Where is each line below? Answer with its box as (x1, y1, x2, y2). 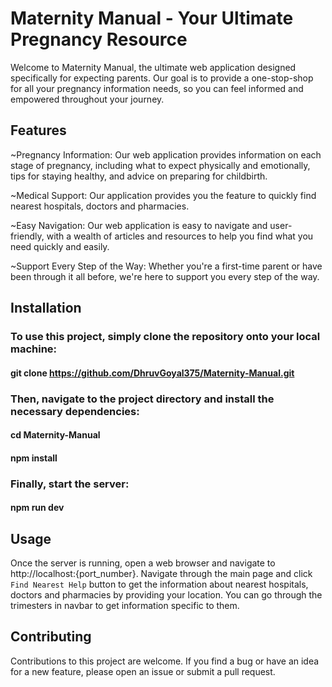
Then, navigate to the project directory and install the (10, 392, 275, 406)
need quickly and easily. (10, 240, 110, 252)
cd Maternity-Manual (10, 429, 101, 441)
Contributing (10, 628, 92, 646)
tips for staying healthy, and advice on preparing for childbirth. (10, 170, 268, 182)
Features (10, 122, 67, 139)
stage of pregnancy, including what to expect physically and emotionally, (10, 159, 311, 171)
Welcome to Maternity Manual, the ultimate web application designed (10, 61, 297, 73)
